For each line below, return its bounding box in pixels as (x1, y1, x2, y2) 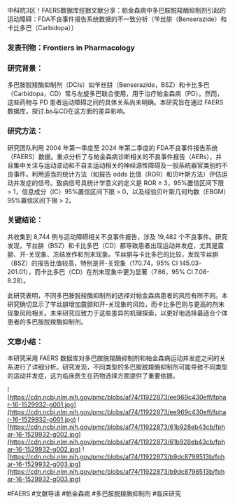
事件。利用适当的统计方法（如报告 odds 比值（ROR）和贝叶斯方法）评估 (13, 170, 222, 178)
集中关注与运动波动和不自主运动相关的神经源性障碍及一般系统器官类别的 (13, 161, 222, 170)
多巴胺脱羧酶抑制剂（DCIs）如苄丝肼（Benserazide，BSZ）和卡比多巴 (7, 81, 210, 89)
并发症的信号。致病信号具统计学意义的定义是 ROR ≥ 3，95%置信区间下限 (13, 178, 225, 187)
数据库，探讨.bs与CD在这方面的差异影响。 (7, 107, 129, 116)
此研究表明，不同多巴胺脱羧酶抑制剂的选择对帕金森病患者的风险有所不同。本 (7, 291, 228, 299)
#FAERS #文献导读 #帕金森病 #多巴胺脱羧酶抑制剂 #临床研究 (7, 489, 182, 498)
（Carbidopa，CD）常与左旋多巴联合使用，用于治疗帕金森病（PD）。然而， (7, 90, 224, 98)
